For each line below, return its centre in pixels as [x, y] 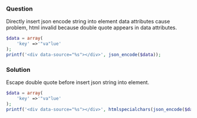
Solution [18, 70]
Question [20, 9]
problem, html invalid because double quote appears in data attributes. [91, 27]
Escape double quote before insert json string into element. [78, 82]
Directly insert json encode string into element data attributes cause [88, 22]
